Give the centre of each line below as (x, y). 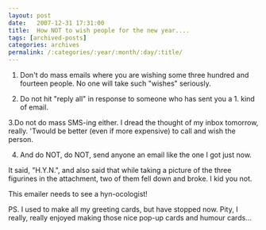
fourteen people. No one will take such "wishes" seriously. (116, 83)
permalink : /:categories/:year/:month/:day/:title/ (95, 52)
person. (21, 139)
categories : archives (44, 45)
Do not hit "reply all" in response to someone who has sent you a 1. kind (137, 99)
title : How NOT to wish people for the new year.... (99, 30)
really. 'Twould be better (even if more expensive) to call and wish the (122, 131)
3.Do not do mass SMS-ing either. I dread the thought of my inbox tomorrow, (133, 123)
